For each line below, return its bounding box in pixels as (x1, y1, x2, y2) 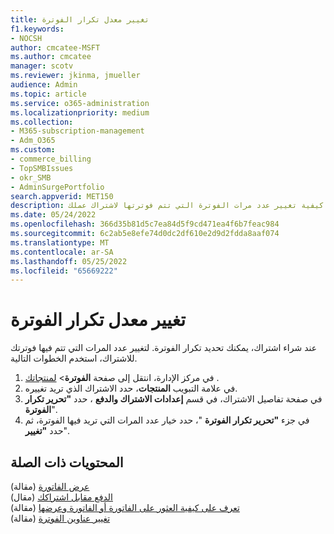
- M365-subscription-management (10, 126, 145, 136)
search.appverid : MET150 (10, 191, 114, 201)
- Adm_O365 (10, 136, 56, 146)
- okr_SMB (10, 172, 52, 183)
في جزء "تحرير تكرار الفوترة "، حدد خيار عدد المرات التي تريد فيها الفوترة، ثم (24, 414, 310, 426)
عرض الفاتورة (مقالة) (10, 481, 90, 492)
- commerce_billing (10, 154, 92, 164)
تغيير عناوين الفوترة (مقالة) (10, 512, 111, 524)
